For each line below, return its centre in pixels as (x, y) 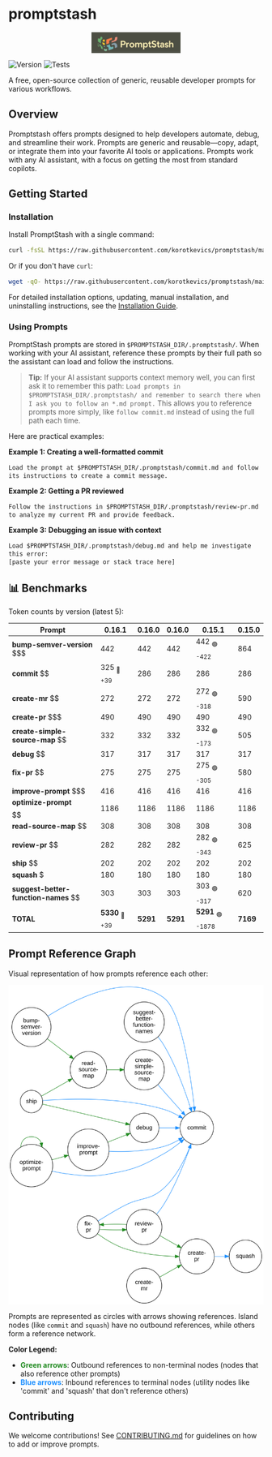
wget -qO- (25, 282)
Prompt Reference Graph (72, 954)
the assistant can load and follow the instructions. (91, 362)
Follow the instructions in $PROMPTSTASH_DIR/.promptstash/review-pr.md (134, 507)
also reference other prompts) (70, 1373)
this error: (28, 554)
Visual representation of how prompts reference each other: (108, 973)
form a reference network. (52, 1333)
